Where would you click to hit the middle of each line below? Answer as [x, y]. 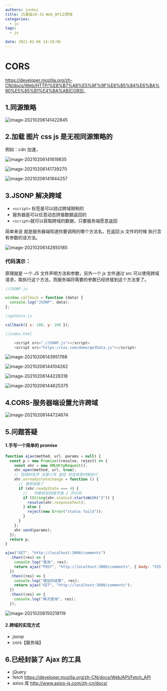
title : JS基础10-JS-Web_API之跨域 [39, 14]
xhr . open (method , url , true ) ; [45, 470]
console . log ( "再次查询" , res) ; [45, 599]
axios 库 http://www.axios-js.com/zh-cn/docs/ [60, 683]
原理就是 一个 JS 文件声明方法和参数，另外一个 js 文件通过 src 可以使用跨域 [82, 273]
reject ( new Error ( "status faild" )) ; [65, 512]
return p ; [20, 539]
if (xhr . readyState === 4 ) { [48, 488]
